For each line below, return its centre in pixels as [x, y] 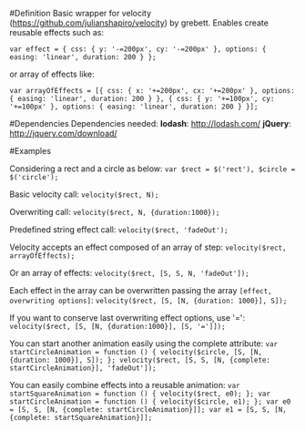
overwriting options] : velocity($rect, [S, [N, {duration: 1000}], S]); [148, 300]
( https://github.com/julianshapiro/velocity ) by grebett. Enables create [139, 23]
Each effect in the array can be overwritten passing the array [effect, [141, 290]
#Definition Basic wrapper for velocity [81, 13]
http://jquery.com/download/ [63, 133]
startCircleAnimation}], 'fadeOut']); [83, 368]
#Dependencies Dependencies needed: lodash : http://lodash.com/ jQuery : [150, 123]
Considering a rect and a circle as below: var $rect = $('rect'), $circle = [152, 169]
